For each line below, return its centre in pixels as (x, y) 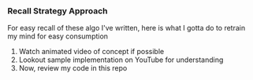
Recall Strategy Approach (58, 11)
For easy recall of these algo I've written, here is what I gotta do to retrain (126, 28)
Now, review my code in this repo (73, 68)
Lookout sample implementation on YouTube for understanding (121, 60)
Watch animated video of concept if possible (91, 52)
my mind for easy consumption (58, 36)
